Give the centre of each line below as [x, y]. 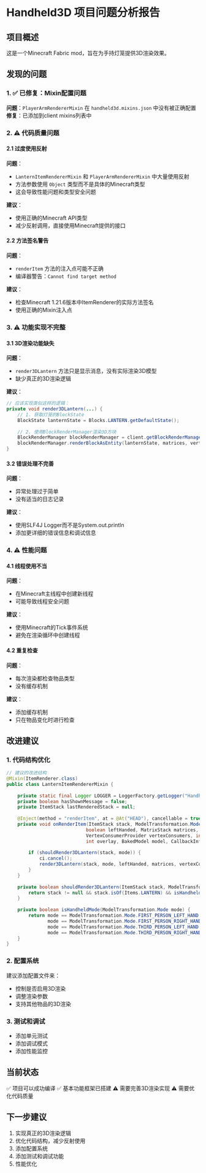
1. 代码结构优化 [29, 760]
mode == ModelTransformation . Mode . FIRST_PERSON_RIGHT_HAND [124, 921]
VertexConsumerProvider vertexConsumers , [139, 836]
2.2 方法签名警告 [28, 240]
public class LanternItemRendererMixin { [60, 784]
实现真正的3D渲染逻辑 [43, 1133]
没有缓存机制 [31, 686]
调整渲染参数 [31, 996]
